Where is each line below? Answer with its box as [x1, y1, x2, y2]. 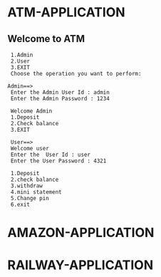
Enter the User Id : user [10, 151, 91, 158]
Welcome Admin [10, 108, 53, 115]
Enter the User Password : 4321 [10, 157, 107, 164]
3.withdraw [10, 182, 43, 189]
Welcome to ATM [7, 33, 85, 45]
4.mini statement [10, 189, 62, 196]
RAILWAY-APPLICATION [7, 257, 154, 273]
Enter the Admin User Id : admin [10, 89, 110, 96]
